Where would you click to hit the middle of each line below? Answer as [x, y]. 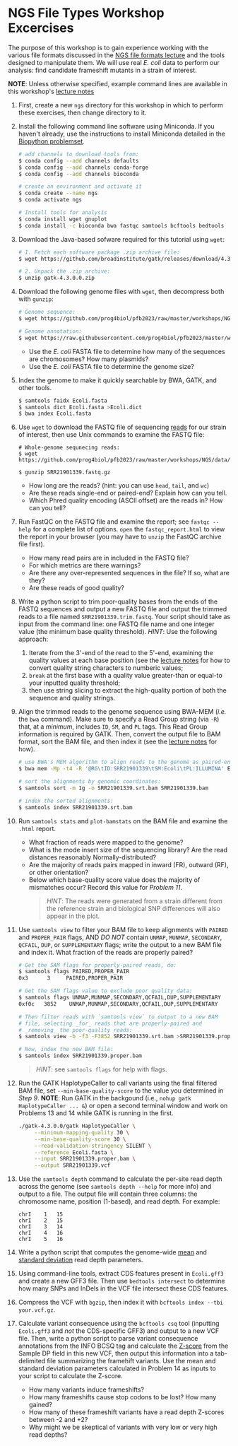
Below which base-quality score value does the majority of [114, 880]
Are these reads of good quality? [76, 588]
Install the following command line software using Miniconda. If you [116, 126]
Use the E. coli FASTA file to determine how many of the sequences [127, 351]
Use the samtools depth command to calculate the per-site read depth [120, 1179]
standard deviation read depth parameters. [81, 1260]
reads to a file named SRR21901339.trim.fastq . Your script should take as [124, 617]
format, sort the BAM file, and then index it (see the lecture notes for [118, 742]
